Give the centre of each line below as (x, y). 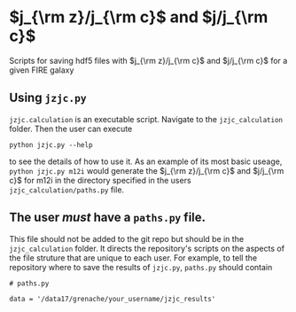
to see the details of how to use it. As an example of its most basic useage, (146, 161)
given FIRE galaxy (42, 70)
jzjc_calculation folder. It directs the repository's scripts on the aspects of (147, 248)
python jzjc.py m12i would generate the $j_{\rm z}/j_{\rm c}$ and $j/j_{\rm (147, 170)
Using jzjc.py (48, 98)
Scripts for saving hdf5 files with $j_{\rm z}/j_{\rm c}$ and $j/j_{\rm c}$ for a (148, 60)
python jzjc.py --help (51, 144)
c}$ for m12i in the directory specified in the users (101, 180)
